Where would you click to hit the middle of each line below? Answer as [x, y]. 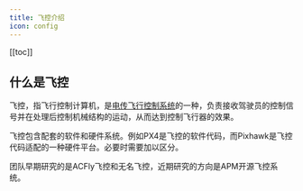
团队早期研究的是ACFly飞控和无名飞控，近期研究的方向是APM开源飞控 [140, 167]
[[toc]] [21, 51]
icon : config [34, 26]
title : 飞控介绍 [37, 18]
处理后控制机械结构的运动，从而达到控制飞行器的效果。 [136, 117]
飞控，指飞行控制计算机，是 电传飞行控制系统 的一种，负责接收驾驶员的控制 [147, 105]
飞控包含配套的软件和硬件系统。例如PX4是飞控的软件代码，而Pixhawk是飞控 [151, 136]
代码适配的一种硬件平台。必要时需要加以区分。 [96, 147]
